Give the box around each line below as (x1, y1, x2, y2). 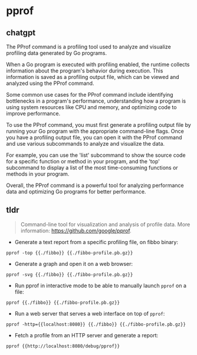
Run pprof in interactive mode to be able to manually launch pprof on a (14, 282, 187, 289)
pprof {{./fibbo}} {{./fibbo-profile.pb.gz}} (6, 300, 120, 305)
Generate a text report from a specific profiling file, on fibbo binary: (14, 238, 179, 245)
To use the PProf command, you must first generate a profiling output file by (6, 121, 192, 128)
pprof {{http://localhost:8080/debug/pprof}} (6, 343, 120, 349)
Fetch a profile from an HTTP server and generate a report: (14, 331, 159, 338)
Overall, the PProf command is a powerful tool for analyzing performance (6, 182, 184, 189)
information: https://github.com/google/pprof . (20, 227, 132, 234)
